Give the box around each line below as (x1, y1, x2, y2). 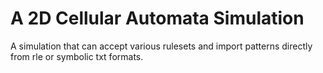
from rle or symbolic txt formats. (10, 50, 144, 62)
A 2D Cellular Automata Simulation (10, 7, 305, 30)
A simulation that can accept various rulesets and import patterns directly (10, 40, 313, 52)
